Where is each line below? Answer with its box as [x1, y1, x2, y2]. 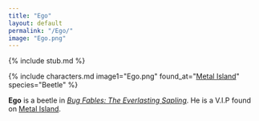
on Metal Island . [8, 104, 62, 114]
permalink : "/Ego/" [8, 26, 74, 34]
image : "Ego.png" [8, 34, 67, 42]
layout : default [8, 19, 63, 27]
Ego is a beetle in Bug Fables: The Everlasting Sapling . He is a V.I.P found [8, 95, 251, 105]
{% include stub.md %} [8, 56, 86, 66]
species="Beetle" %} [8, 80, 79, 90]
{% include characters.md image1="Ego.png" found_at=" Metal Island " [8, 71, 240, 81]
